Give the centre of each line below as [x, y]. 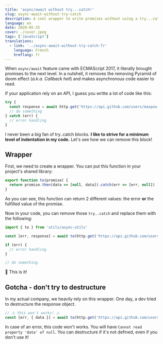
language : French [31, 50]
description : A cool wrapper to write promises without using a [71, 18]
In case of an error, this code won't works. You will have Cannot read [73, 327]
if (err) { [16, 245]
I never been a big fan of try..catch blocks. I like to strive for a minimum [77, 134]
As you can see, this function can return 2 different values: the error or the [80, 199]
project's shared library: [29, 172]
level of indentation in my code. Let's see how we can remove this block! [79, 139]
